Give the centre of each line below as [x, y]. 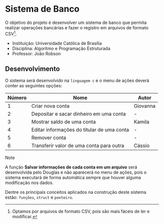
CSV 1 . [11, 33]
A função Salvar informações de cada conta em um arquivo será [71, 167]
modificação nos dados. [29, 183]
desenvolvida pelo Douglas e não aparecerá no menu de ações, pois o [76, 172]
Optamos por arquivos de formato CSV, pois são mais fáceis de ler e [81, 211]
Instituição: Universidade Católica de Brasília [57, 43]
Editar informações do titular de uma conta [80, 130]
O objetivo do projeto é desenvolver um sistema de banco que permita [76, 22]
